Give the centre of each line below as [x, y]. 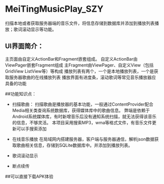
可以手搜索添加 [31, 129]
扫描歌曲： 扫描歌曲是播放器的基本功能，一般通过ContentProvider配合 [83, 104]
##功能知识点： [21, 93]
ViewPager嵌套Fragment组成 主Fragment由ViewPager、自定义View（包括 [79, 65]
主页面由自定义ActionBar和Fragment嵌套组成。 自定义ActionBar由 [71, 59]
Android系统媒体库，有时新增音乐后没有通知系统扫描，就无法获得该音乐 [84, 116]
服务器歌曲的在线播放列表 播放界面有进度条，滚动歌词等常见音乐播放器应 [82, 77]
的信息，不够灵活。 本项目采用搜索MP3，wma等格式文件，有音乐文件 [82, 122]
